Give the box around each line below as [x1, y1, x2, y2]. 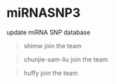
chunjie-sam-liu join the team [23, 55, 109, 64]
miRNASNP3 [6, 5, 81, 21]
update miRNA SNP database [6, 28, 91, 36]
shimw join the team [23, 41, 82, 50]
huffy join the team [23, 69, 78, 77]
